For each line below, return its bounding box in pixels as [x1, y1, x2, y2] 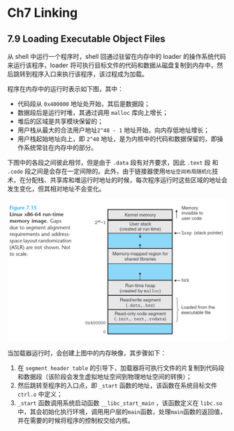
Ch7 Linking [7, 5, 78, 21]
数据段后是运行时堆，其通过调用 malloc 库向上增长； [17, 109, 169, 116]
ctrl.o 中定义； [17, 390, 63, 399]
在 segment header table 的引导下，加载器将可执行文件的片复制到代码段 [17, 364, 225, 372]
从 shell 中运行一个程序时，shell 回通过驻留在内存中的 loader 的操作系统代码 [7, 53, 226, 60]
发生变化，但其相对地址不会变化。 [7, 184, 105, 193]
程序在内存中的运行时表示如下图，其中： [7, 85, 124, 93]
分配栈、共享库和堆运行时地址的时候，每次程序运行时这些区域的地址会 [25, 176, 228, 184]
